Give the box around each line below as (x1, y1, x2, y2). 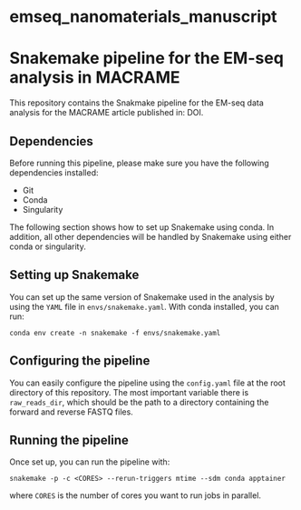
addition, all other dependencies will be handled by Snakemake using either (9, 231, 292, 242)
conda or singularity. (9, 241, 86, 252)
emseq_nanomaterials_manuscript (9, 6, 278, 27)
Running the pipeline (9, 432, 129, 447)
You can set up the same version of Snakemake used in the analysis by (9, 291, 275, 302)
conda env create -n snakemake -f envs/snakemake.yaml (9, 328, 221, 337)
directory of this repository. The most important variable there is (9, 386, 249, 397)
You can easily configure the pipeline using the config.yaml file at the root (9, 377, 286, 388)
